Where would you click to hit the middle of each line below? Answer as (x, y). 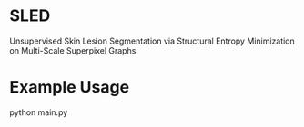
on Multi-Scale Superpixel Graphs (73, 50)
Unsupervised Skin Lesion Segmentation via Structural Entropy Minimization (152, 41)
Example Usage (70, 88)
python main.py (39, 112)
